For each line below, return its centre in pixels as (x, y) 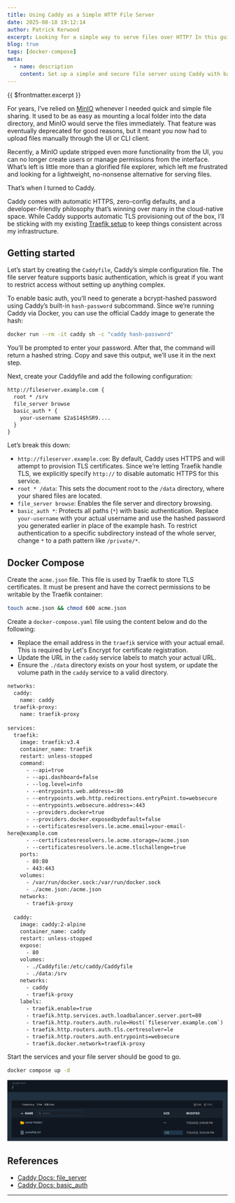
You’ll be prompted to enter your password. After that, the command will (111, 348)
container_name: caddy (53, 932)
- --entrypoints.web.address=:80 (74, 791)
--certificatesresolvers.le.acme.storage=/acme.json (111, 841)
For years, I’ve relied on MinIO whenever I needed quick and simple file (109, 108)
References (33, 1161)
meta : (15, 60)
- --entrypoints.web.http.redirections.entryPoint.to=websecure (121, 798)
